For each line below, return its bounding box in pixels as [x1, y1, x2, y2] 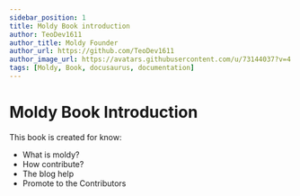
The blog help [22, 168, 75, 179]
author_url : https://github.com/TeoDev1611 [9, 47, 175, 56]
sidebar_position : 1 [9, 13, 87, 22]
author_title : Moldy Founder [9, 38, 119, 48]
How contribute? [22, 158, 84, 169]
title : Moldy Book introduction [9, 22, 130, 31]
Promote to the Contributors [22, 177, 127, 189]
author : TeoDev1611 [9, 30, 83, 39]
